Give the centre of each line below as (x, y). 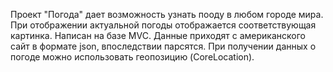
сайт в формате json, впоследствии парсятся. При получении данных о (163, 46)
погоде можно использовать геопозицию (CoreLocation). (132, 57)
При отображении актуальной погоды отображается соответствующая (163, 25)
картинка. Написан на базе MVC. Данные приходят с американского (158, 35)
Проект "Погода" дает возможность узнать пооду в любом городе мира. (167, 14)
